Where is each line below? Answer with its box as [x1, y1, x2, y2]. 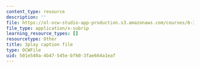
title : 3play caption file [6, 42, 73, 48]
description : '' [6, 14, 46, 20]
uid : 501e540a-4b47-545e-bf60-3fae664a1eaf [6, 53, 116, 59]
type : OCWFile [6, 47, 42, 53]
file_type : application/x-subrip [6, 25, 89, 31]
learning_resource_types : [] [6, 31, 79, 37]
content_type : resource [6, 8, 65, 15]
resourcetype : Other [6, 36, 58, 42]
